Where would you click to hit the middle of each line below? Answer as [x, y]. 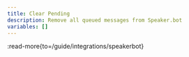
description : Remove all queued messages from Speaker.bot [95, 20]
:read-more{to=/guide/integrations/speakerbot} [76, 47]
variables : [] [28, 26]
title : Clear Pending [39, 14]
